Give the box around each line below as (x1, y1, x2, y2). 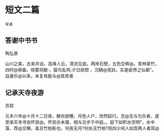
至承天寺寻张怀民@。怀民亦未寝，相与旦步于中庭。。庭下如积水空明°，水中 (5, 119, 155, 125)
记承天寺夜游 (5, 89, 44, 97)
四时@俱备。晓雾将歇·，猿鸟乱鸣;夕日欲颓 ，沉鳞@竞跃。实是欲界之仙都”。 (5, 67, 157, 72)
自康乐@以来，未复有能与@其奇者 (5, 73, 74, 79)
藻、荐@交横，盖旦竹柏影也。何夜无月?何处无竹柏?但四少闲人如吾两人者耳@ (5, 125, 160, 131)
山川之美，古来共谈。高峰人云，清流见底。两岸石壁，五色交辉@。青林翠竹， (5, 61, 160, 67)
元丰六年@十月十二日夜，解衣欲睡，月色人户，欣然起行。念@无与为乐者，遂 (5, 113, 160, 119)
